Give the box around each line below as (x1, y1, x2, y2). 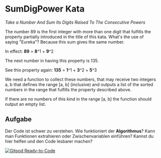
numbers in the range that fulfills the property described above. (5, 86, 132, 92)
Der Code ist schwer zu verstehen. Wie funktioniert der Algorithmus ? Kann (5, 128, 156, 134)
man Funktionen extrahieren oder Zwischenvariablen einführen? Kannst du (5, 133, 154, 139)
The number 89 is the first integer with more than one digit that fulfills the (5, 29, 151, 34)
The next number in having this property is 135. (5, 57, 99, 63)
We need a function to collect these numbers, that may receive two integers (5, 76, 156, 82)
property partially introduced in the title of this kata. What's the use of (5, 34, 144, 40)
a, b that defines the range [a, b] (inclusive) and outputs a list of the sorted (5, 81, 153, 87)
